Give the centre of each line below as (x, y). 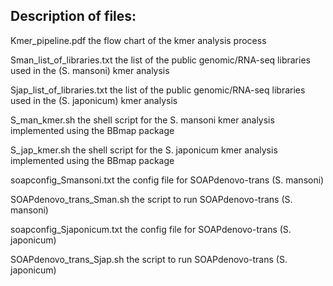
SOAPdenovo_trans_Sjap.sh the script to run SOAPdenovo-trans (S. (149, 259)
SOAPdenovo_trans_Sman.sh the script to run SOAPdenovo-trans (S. (151, 199)
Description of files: (73, 16)
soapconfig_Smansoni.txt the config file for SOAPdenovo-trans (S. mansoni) (167, 180)
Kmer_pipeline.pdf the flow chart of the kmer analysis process (138, 40)
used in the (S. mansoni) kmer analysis (90, 70)
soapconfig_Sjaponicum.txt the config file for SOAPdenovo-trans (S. (151, 229)
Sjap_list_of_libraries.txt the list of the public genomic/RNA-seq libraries (158, 90)
